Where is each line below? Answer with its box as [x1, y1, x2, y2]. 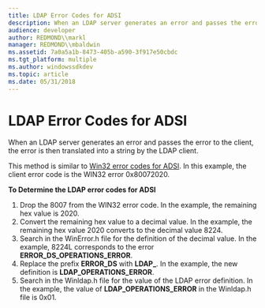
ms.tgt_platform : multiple [8, 56, 97, 64]
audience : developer [8, 26, 77, 34]
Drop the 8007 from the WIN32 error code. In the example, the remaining [19, 201, 257, 210]
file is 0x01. [19, 293, 57, 302]
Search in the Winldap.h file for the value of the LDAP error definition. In [19, 276, 254, 285]
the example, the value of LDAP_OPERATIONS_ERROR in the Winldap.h [19, 284, 252, 294]
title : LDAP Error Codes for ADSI [8, 11, 122, 20]
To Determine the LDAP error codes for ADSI [8, 185, 156, 194]
